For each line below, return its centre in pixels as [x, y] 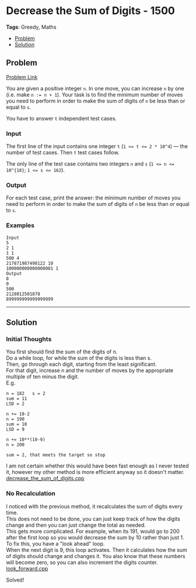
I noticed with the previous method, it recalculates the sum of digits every [94, 506]
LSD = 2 [15, 404]
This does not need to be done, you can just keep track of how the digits [93, 518]
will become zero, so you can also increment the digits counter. [82, 562]
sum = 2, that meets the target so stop [56, 455]
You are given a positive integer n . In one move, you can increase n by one [95, 88]
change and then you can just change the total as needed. [76, 525]
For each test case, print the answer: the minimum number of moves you [93, 198]
